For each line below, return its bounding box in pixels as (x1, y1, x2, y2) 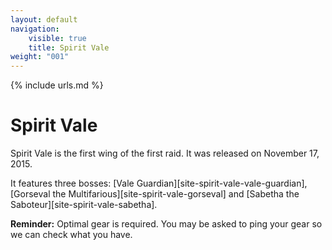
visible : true (28, 33, 87, 43)
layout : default (10, 14, 78, 25)
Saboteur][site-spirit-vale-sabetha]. (10, 199, 158, 211)
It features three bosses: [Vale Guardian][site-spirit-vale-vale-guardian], (10, 177, 308, 190)
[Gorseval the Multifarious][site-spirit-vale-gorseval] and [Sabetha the (10, 188, 300, 200)
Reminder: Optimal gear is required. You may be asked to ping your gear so (10, 218, 323, 230)
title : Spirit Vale (28, 42, 110, 53)
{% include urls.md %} (10, 79, 104, 91)
